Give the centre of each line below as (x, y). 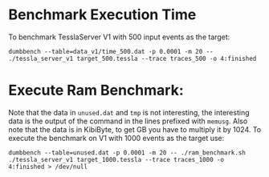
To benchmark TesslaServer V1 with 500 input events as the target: (119, 37)
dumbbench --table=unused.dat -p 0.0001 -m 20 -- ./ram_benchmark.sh (127, 153)
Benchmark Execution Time (102, 15)
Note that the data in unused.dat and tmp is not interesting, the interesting (129, 112)
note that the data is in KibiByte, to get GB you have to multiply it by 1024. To (135, 129)
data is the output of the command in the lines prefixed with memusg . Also (128, 121)
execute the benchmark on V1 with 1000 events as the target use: (116, 138)
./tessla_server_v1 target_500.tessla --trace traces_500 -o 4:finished (132, 58)
